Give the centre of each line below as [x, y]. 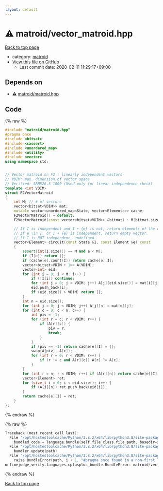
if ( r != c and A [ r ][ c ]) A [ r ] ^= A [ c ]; [80, 360]
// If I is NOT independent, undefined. [55, 238]
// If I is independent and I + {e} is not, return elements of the [84, 229]
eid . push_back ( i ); [49, 288]
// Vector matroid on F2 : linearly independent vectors [64, 175]
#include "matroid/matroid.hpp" [38, 130]
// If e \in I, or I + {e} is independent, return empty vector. [81, 233]
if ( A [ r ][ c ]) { [55, 324]
